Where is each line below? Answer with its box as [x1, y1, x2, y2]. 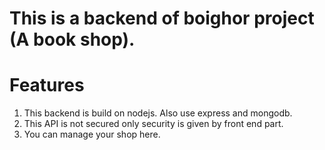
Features [9, 74, 85, 97]
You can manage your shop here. [23, 128, 161, 141]
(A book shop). [9, 28, 136, 51]
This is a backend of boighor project [9, 7, 315, 30]
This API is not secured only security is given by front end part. [23, 118, 284, 130]
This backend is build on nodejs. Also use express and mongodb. [23, 107, 293, 119]
